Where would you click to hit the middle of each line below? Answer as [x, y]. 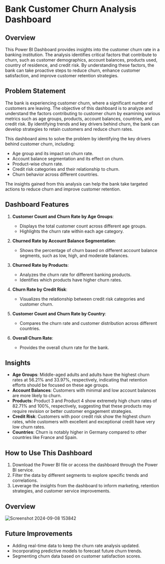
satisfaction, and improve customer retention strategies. [62, 76]
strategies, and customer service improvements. [61, 491]
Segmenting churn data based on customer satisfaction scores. [77, 556]
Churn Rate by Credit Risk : [40, 289]
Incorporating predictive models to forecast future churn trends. [77, 551]
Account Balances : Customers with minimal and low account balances [84, 390]
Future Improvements [39, 534]
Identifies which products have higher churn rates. [71, 280]
